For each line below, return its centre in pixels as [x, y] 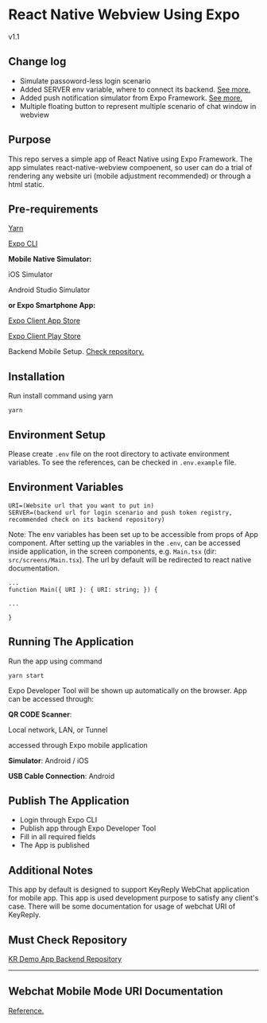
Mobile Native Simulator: [50, 259]
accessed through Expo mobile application [78, 745]
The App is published [54, 846]
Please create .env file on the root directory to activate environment [119, 454]
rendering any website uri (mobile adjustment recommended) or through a [130, 176]
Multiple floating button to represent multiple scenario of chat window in [138, 106]
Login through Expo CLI [58, 820]
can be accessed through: [51, 698]
